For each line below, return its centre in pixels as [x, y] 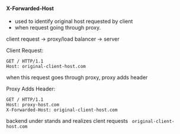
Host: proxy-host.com [33, 105]
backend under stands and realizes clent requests [67, 121]
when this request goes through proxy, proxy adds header [77, 77]
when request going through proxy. [58, 28]
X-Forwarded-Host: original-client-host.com [62, 110]
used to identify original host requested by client [74, 21]
